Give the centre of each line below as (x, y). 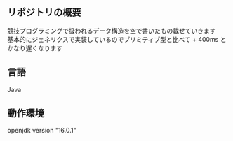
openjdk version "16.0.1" (42, 131)
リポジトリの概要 (44, 13)
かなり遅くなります (35, 48)
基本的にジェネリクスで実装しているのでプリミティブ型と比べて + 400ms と (117, 39)
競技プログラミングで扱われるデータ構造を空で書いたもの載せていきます (112, 31)
